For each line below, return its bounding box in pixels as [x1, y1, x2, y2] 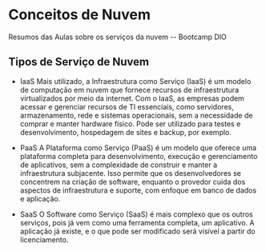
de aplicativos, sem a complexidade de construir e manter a [19, 160, 218, 169]
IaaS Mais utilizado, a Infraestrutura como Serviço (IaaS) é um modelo [19, 76, 252, 86]
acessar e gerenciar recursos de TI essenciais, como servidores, [19, 102, 234, 111]
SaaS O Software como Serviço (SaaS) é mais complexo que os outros [19, 209, 254, 219]
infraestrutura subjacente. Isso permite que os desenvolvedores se [19, 168, 242, 177]
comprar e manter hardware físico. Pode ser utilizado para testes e [19, 118, 241, 129]
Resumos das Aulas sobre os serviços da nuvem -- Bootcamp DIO [8, 32, 227, 42]
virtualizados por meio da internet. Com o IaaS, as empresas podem [19, 94, 244, 103]
